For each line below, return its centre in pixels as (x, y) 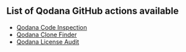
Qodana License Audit (48, 42)
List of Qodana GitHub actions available (93, 11)
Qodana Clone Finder (46, 34)
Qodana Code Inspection (51, 27)
